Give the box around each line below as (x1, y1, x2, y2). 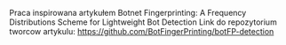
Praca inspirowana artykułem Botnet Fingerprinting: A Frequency (9, 8, 247, 18)
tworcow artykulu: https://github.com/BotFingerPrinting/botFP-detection (9, 26, 274, 36)
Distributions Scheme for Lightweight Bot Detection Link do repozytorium (9, 17, 277, 27)
